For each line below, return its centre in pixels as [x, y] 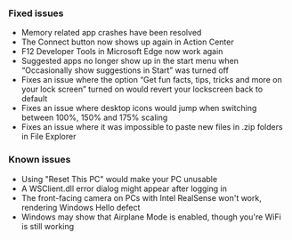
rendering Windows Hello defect [81, 207]
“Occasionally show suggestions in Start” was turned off [125, 70]
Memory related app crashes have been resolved [111, 33]
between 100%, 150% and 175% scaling [94, 117]
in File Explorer [49, 137]
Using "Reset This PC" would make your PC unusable [119, 179]
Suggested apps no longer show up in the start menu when [130, 61]
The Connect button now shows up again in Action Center [127, 42]
